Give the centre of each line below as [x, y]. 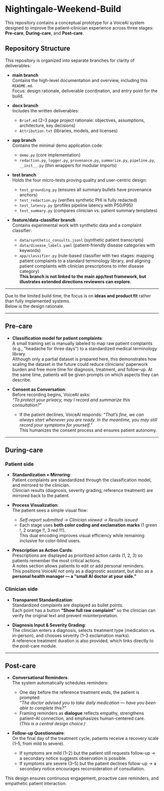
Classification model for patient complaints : [58, 338]
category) [29, 271]
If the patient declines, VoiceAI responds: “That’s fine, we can [82, 414]
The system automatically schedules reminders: [60, 683]
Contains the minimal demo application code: [58, 145]
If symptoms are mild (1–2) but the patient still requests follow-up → [87, 753]
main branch [25, 75]
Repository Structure [38, 48]
